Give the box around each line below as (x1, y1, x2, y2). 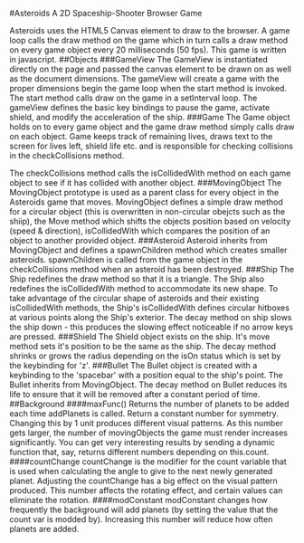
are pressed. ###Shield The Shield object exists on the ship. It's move (9, 331, 271, 342)
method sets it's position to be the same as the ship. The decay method (9, 341, 277, 351)
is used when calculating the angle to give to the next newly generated (9, 466, 273, 476)
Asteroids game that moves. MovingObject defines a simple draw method (9, 196, 283, 207)
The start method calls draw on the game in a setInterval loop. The (9, 92, 258, 103)
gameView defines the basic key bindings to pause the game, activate (9, 102, 271, 112)
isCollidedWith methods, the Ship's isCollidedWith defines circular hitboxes (9, 302, 290, 313)
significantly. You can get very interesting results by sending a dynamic (9, 437, 276, 447)
